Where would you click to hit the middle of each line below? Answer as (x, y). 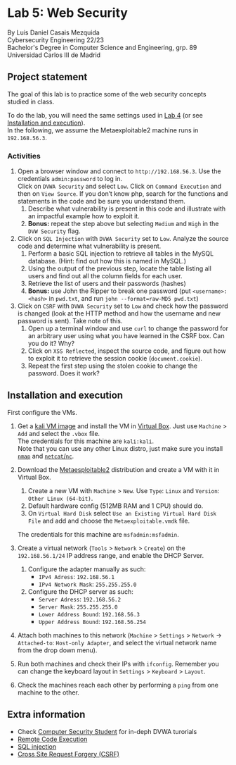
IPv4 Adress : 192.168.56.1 (77, 576)
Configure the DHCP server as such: (80, 591)
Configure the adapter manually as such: (87, 569)
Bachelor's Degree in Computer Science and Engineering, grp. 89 (102, 47)
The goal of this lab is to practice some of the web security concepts (107, 94)
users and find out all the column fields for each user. (105, 276)
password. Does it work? (64, 373)
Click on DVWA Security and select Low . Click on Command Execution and (119, 186)
